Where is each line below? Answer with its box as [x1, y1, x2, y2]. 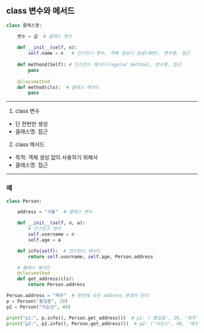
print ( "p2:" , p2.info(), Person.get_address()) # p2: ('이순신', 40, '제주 [6, 320, 199, 327]
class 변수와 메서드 [6, 5, 75, 16]
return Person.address [28, 282, 86, 288]
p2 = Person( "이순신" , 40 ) [6, 304, 71, 310]
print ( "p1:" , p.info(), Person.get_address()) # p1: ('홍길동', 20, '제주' [6, 315, 199, 321]
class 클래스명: [6, 22, 42, 29]
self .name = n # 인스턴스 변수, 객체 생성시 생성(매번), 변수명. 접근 [28, 51, 190, 57]
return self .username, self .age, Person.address [28, 253, 154, 260]
